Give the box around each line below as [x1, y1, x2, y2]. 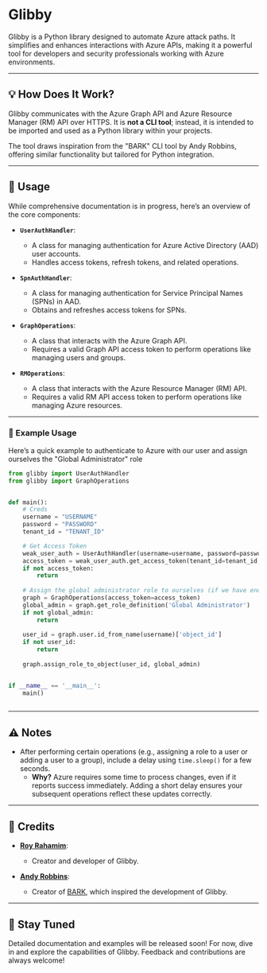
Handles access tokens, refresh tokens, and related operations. [31, 257, 240, 267]
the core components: [8, 209, 81, 219]
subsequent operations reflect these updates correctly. [31, 789, 212, 799]
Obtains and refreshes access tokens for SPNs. [31, 304, 187, 315]
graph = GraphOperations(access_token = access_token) [22, 594, 201, 602]
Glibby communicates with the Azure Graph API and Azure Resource [8, 109, 233, 118]
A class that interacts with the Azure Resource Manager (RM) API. [31, 383, 247, 393]
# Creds [22, 506, 48, 514]
